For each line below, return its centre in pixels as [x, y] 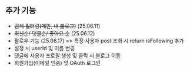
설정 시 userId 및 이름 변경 [44, 48]
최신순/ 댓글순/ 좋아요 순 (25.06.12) [54, 33]
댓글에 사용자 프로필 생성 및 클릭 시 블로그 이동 [67, 55]
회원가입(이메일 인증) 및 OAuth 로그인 [57, 63]
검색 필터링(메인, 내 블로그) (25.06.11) [57, 26]
